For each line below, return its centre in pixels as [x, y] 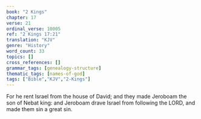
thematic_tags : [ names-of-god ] [46, 74]
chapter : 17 [21, 18]
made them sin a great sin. [39, 109]
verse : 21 [19, 23]
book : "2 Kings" [27, 12]
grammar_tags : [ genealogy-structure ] [54, 68]
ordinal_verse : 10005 [34, 29]
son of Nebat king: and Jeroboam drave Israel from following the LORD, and [101, 103]
